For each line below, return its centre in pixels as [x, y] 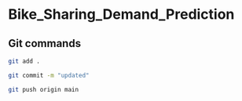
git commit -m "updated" [49, 75]
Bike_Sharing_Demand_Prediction [121, 14]
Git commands [44, 43]
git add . [24, 61]
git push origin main [44, 89]
